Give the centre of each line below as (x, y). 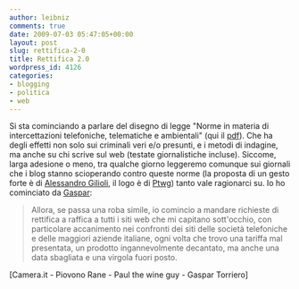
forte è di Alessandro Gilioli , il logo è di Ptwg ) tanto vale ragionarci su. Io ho (147, 183)
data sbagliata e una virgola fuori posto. (104, 258)
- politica (29, 92)
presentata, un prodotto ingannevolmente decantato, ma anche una (155, 248)
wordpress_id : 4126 (46, 68)
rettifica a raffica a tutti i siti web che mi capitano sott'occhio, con (151, 219)
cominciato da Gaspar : (51, 192)
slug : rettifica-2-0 (48, 51)
